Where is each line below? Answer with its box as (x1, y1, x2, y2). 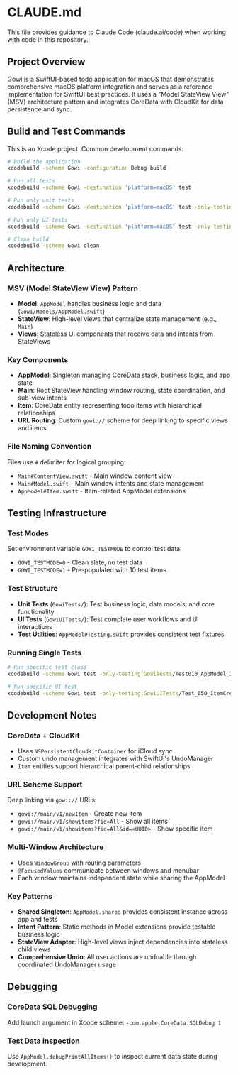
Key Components (7, 354, 69, 364)
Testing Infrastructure (7, 507, 107, 519)
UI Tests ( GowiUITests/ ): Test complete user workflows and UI (17, 615, 200, 623)
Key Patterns (7, 891, 53, 901)
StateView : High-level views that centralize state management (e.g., (17, 315, 217, 323)
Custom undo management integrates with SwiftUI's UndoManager (17, 754, 214, 763)
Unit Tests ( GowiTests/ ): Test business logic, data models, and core (17, 599, 215, 608)
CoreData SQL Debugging (7, 1002, 98, 1012)
